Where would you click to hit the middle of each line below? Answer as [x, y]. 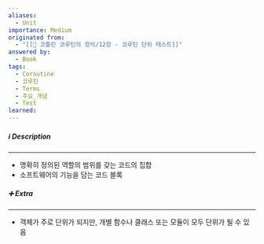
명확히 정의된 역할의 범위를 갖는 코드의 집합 [86, 165]
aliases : [22, 15]
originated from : [37, 37]
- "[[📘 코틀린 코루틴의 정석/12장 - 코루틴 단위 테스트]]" [99, 45]
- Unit [26, 23]
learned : [22, 111]
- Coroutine [35, 74]
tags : [17, 67]
